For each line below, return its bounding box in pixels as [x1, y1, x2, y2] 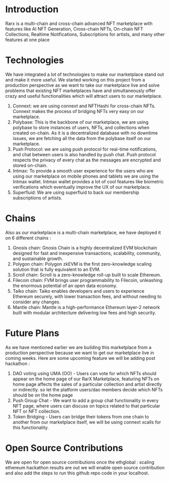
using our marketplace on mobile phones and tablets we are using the [12, 173, 159, 179]
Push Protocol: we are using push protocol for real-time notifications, [12, 146, 157, 152]
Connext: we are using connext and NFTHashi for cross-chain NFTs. [12, 103, 156, 109]
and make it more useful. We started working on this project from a [5, 76, 146, 82]
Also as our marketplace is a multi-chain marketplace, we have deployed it [5, 229, 161, 235]
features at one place [5, 37, 50, 43]
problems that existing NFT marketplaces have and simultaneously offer [5, 88, 156, 94]
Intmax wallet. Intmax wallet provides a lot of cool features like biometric [12, 178, 164, 184]
